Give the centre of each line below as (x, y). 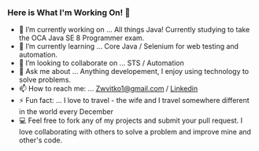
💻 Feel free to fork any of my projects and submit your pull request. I (131, 120)
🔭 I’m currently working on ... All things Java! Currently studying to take (134, 30)
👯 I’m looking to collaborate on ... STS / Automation (101, 63)
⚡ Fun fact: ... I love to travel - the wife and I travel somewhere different (134, 101)
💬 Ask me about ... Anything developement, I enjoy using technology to (134, 72)
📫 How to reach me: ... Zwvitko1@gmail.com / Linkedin (108, 89)
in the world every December (66, 112)
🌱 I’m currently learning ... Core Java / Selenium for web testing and (129, 46)
